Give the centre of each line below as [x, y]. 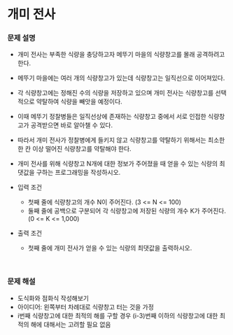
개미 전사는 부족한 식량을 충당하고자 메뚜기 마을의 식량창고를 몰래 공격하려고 [121, 55]
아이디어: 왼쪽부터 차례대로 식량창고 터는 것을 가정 [85, 307]
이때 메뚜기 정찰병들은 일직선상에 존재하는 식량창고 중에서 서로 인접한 [112, 117]
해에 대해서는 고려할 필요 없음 [71, 324]
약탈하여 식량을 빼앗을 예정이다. [79, 101]
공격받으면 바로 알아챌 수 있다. [72, 125]
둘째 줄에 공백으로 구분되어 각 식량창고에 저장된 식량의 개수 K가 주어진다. [127, 211]
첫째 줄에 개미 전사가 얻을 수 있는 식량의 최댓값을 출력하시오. [110, 248]
